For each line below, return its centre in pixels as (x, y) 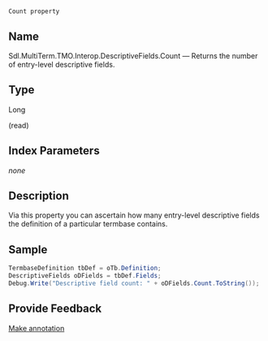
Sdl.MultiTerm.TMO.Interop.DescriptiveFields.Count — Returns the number (133, 56)
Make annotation (37, 328)
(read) (19, 125)
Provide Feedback (55, 309)
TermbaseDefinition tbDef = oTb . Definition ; (85, 268)
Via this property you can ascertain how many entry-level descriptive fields (134, 215)
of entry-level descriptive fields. (62, 65)
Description (39, 196)
